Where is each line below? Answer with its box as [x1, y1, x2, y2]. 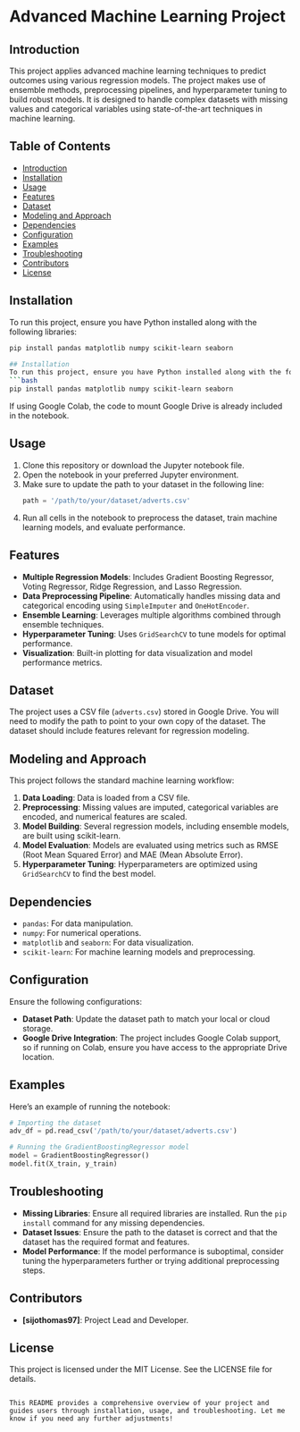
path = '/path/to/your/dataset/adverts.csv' [21, 496, 191, 505]
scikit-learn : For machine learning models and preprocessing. [21, 946, 256, 957]
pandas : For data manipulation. [21, 918, 134, 929]
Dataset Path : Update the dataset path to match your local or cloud [21, 1013, 271, 1024]
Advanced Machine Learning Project [9, 6, 286, 27]
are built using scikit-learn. [21, 830, 121, 841]
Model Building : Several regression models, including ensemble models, [21, 821, 290, 832]
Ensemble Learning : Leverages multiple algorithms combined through [21, 610, 281, 620]
